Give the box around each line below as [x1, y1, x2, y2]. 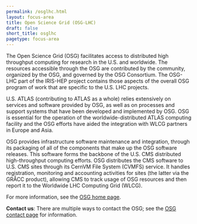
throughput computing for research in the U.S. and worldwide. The [6, 59, 168, 66]
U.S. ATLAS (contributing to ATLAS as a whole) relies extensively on [6, 95, 171, 102]
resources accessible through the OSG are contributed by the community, [6, 65, 186, 72]
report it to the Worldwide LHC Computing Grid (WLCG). [6, 182, 143, 189]
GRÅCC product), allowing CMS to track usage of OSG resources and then [6, 176, 187, 183]
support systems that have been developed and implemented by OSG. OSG [6, 108, 189, 115]
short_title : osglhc [6, 31, 57, 37]
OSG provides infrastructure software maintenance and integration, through [6, 138, 190, 145]
